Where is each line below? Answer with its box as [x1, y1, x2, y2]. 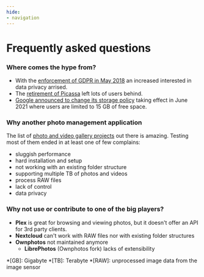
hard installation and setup [15, 157, 82, 164]
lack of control [15, 183, 52, 191]
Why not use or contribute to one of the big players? [6, 205, 164, 213]
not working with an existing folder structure [15, 164, 127, 171]
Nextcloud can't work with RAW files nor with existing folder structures [15, 232, 195, 239]
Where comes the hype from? [6, 63, 97, 71]
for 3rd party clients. [15, 225, 67, 233]
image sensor [6, 263, 41, 270]
